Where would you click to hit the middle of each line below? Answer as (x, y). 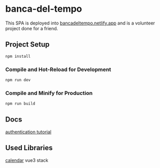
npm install (18, 56)
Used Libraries (29, 148)
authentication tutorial (28, 132)
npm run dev (18, 80)
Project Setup (28, 45)
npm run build (20, 104)
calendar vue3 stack (27, 160)
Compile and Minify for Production (49, 93)
